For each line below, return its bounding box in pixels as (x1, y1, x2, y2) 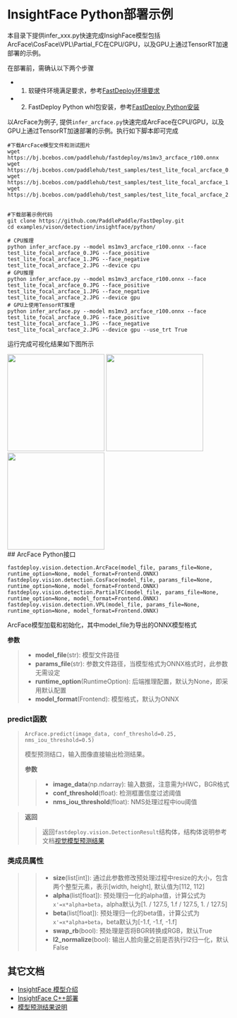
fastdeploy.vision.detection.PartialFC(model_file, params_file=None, (7, 589, 219, 596)
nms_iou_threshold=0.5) (24, 737, 95, 744)
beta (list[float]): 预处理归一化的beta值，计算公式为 (52, 909, 200, 917)
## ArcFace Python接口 (7, 550, 76, 558)
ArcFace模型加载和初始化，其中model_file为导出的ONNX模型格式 (7, 621, 197, 629)
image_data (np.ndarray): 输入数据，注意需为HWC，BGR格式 (52, 780, 230, 789)
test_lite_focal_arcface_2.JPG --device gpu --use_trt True (7, 326, 188, 333)
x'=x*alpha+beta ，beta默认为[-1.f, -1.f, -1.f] (52, 917, 178, 926)
